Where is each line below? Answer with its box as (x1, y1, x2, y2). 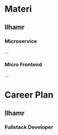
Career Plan (4, 89, 54, 101)
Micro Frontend (4, 61, 42, 68)
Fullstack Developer (4, 124, 54, 131)
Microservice (4, 38, 37, 45)
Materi (4, 3, 32, 15)
